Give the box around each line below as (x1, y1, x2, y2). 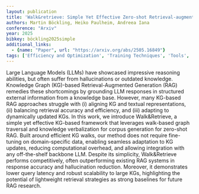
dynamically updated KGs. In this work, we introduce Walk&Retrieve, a (6, 113, 178, 120)
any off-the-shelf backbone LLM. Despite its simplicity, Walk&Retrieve (6, 150, 177, 157)
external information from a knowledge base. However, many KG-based (6, 94, 181, 101)
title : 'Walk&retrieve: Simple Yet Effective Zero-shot (6, 14, 147, 20)
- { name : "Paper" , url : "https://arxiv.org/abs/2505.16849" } (11, 47, 166, 53)
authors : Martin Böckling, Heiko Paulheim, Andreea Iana (6, 20, 150, 25)
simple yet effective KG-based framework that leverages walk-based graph (6, 119, 190, 126)
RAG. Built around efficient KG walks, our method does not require (6, 131, 168, 139)
